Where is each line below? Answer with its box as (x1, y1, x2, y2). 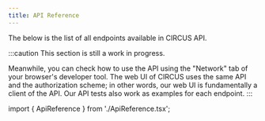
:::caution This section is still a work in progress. (8, 48, 165, 57)
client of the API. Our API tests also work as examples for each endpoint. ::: (8, 88, 253, 98)
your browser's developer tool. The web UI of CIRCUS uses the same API (8, 71, 247, 81)
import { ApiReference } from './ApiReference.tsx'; (8, 104, 171, 113)
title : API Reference (8, 11, 80, 20)
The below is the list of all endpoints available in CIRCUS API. (8, 33, 207, 42)
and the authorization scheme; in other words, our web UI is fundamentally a (8, 80, 258, 90)
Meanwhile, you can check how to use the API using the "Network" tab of (8, 64, 248, 73)
